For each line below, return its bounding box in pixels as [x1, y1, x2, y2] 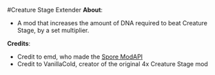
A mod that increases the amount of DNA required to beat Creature [17, 19, 208, 27]
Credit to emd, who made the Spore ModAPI [17, 52, 143, 61]
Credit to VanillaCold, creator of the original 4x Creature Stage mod [17, 60, 208, 67]
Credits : [7, 40, 31, 47]
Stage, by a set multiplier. [17, 27, 90, 34]
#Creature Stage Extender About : [7, 6, 103, 14]
